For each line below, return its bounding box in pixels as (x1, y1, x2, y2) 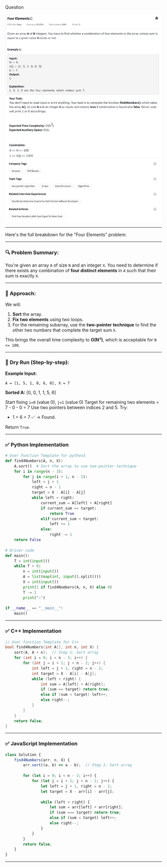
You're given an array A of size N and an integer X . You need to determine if (5, 262, 158, 269)
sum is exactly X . (5, 273, 39, 279)
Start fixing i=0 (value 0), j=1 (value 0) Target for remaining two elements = (5, 399, 160, 405)
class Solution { (5, 752, 41, 757)
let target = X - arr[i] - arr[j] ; (40, 789, 114, 794)
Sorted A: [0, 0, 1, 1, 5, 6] (5, 389, 56, 395)
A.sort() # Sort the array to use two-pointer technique (14, 464, 137, 469)
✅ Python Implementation (5, 441, 69, 448)
